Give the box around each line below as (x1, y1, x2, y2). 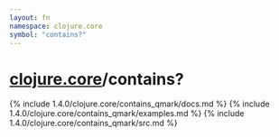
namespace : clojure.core (9, 22, 103, 31)
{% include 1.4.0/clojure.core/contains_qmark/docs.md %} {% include (9, 98, 270, 109)
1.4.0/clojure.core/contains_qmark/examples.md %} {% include (9, 108, 246, 119)
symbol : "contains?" (9, 30, 88, 39)
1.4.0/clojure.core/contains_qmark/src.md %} (9, 118, 178, 129)
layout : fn (9, 13, 51, 23)
